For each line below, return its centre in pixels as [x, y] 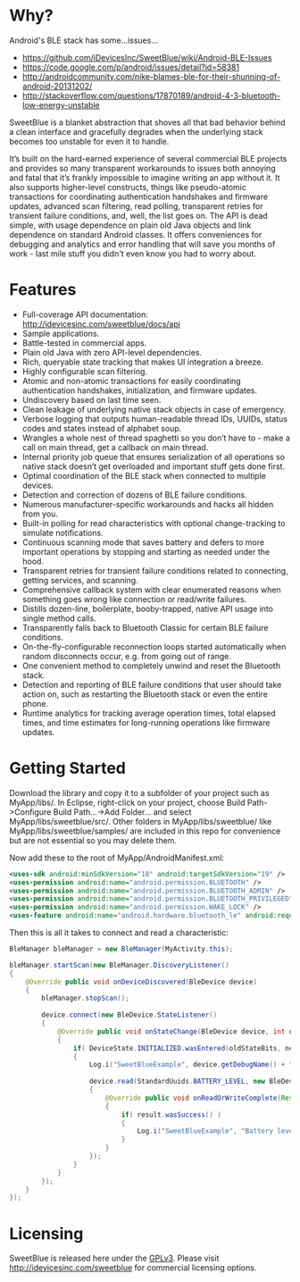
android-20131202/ [57, 86]
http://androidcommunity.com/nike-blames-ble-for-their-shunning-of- [151, 76]
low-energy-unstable [61, 105]
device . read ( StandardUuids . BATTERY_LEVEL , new [177, 1082]
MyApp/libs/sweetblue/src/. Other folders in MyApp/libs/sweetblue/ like [141, 821]
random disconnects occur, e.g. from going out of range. [127, 656]
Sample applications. [61, 333]
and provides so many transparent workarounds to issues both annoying [142, 168]
